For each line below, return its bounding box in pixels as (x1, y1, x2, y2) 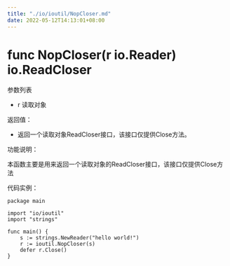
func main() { (7, 228, 49, 235)
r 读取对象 (17, 101, 47, 109)
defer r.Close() (20, 246, 68, 254)
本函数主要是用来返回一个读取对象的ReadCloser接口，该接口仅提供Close (7, 160, 217, 169)
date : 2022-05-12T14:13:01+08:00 (7, 17, 105, 24)
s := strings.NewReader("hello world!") (20, 234, 140, 241)
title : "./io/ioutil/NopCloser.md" (7, 10, 111, 17)
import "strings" (7, 216, 58, 223)
